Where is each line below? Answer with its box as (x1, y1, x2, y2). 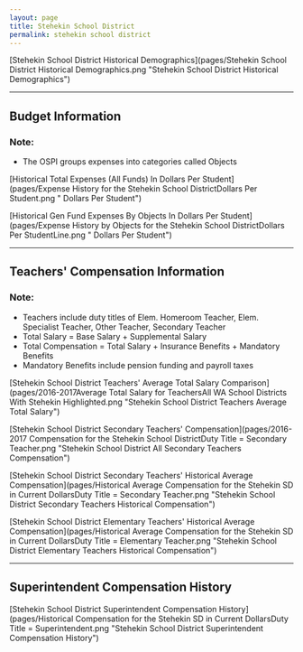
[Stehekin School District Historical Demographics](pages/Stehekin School (9, 55, 287, 66)
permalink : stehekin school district (9, 30, 151, 39)
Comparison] (220, 377, 271, 388)
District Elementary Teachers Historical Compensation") (9, 545, 217, 555)
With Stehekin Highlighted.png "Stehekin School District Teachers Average (9, 396, 287, 407)
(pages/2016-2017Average (9, 387, 107, 397)
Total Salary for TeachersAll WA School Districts (108, 387, 287, 397)
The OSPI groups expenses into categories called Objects (22, 156, 237, 167)
